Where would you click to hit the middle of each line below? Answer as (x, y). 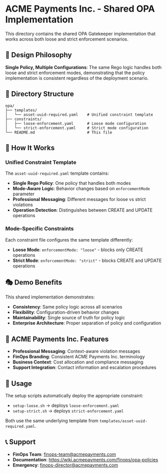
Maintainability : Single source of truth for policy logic (69, 318)
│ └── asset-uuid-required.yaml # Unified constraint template (79, 115)
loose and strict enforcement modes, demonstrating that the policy (75, 73)
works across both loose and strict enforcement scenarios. (67, 39)
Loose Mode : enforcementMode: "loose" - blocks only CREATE (78, 250)
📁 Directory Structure (40, 94)
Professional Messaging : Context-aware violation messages (76, 351)
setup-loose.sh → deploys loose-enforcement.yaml (66, 405)
